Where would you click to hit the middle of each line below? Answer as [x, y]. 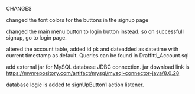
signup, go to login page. [36, 38]
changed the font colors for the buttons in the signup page [77, 20]
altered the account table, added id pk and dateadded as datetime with [92, 49]
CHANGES [19, 9]
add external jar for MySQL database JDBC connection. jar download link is [98, 67]
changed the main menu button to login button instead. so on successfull [95, 31]
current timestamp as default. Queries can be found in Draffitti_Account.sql [97, 55]
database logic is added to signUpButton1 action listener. [75, 85]
